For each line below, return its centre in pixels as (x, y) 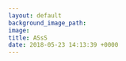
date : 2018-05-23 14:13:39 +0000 (63, 45)
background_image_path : (48, 23)
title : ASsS (28, 38)
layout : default (35, 15)
